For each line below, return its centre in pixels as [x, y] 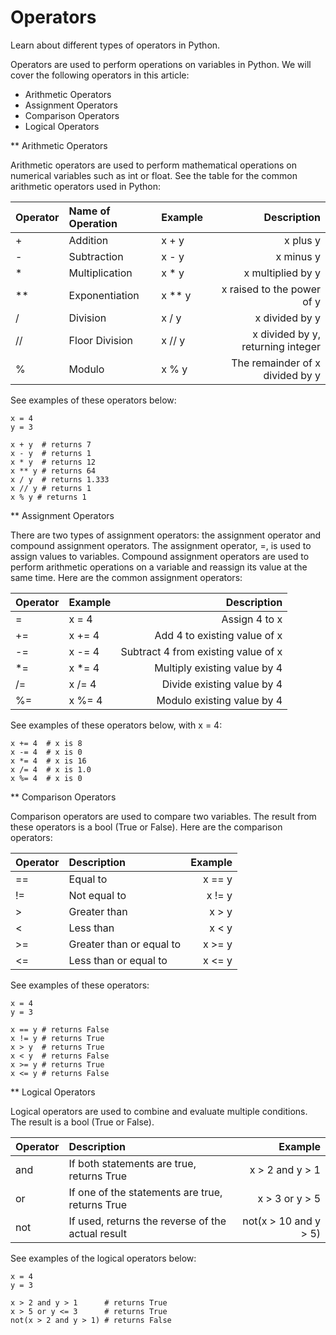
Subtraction [96, 256]
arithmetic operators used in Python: [86, 186]
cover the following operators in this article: [100, 75]
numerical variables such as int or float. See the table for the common [154, 175]
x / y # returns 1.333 [60, 479]
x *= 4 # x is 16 [48, 761]
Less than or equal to [118, 960]
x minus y [298, 256]
